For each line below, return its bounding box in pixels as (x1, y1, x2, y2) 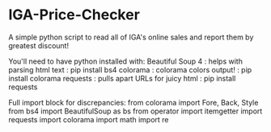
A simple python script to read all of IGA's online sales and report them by (8, 32, 254, 42)
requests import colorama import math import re (8, 114, 169, 124)
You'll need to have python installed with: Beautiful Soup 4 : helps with (8, 56, 243, 66)
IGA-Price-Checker (8, 6, 140, 24)
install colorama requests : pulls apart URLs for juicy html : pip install (8, 73, 236, 83)
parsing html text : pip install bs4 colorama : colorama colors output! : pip (8, 64, 252, 74)
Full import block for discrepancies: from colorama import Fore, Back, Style (8, 97, 259, 107)
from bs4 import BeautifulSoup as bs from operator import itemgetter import (8, 106, 263, 116)
